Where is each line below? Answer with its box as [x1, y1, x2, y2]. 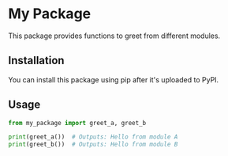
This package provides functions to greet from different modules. [8, 31, 221, 40]
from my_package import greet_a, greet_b [8, 119, 147, 127]
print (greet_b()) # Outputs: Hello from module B [8, 140, 178, 149]
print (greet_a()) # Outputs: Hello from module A [8, 133, 178, 141]
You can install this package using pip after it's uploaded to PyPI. [8, 74, 219, 84]
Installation [8, 54, 65, 67]
